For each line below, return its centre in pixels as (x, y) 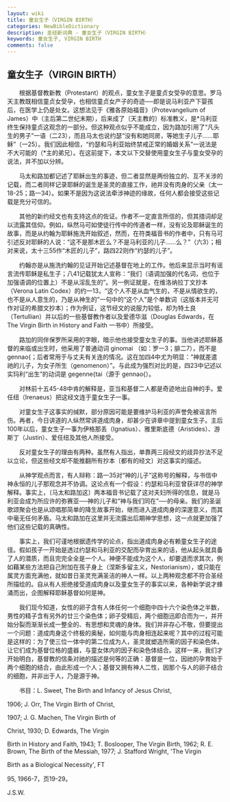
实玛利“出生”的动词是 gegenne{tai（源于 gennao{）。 (81, 374)
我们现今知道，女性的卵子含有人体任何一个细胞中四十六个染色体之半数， (121, 607)
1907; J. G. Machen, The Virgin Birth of (62, 717)
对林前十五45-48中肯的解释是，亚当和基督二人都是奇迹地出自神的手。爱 (121, 388)
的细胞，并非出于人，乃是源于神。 (55, 676)
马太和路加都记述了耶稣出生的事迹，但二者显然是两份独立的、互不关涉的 (121, 176)
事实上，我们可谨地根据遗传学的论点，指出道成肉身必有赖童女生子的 (115, 541)
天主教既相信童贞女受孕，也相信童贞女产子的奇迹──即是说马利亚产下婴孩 (110, 101)
